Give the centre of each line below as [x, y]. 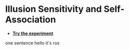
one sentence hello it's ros [32, 43]
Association [30, 20]
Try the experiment [33, 33]
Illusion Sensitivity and [53, 9]
